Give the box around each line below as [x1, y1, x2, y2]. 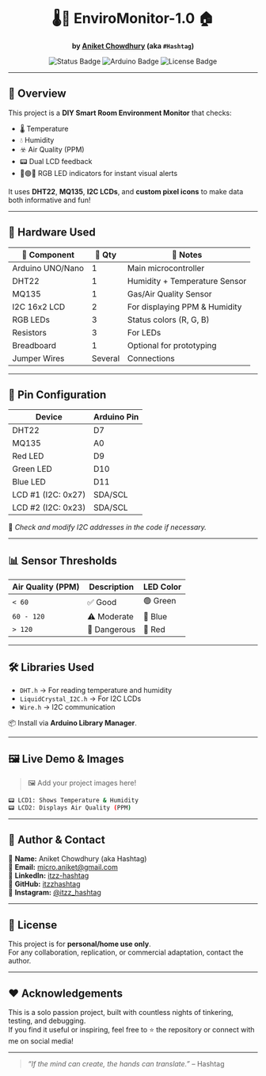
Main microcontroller [127, 262, 205, 274]
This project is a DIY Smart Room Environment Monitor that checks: [8, 108, 232, 117]
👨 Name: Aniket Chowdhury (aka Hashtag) [8, 854, 147, 863]
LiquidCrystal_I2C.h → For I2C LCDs [19, 694, 142, 703]
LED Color [142, 581, 182, 592]
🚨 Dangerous [86, 624, 136, 635]
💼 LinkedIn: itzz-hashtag [8, 871, 89, 880]
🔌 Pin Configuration [8, 388, 107, 401]
